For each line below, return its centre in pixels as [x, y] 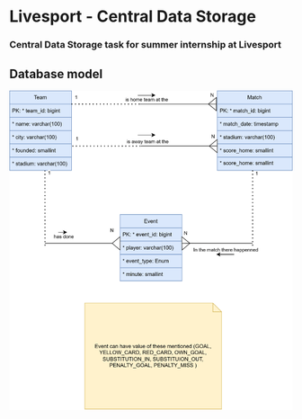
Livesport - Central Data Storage [133, 17]
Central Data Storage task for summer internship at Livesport [145, 45]
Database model [56, 74]
